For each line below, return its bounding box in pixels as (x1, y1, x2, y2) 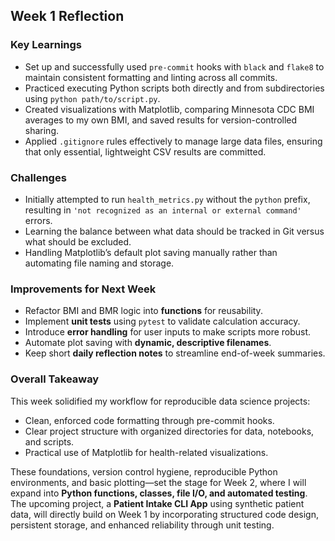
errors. (24, 214, 53, 226)
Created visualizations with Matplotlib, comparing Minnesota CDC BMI (24, 103, 315, 115)
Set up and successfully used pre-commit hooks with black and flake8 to (24, 60, 325, 73)
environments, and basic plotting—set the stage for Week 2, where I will (10, 476, 307, 488)
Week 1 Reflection (10, 8, 125, 25)
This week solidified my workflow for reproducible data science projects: (10, 395, 311, 407)
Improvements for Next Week (10, 282, 157, 296)
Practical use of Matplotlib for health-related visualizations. (24, 446, 269, 458)
